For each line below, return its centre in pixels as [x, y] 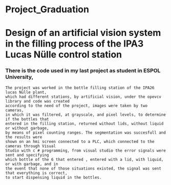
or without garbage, [27, 128]
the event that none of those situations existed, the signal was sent [83, 168]
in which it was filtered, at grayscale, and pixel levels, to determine [86, 115]
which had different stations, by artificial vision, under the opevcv [83, 97]
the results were [24, 137]
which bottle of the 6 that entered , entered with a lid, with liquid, [84, 159]
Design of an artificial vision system [83, 33]
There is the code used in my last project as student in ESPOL [83, 71]
